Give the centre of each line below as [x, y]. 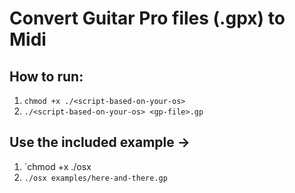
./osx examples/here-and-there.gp [95, 178]
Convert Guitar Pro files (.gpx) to [147, 18]
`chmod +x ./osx [57, 166]
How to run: [46, 76]
